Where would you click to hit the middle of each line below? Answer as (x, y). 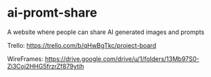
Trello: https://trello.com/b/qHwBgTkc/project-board (82, 45)
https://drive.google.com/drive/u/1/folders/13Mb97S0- (122, 59)
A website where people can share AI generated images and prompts (106, 32)
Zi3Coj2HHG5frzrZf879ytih (46, 66)
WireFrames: (25, 59)
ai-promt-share (52, 13)
